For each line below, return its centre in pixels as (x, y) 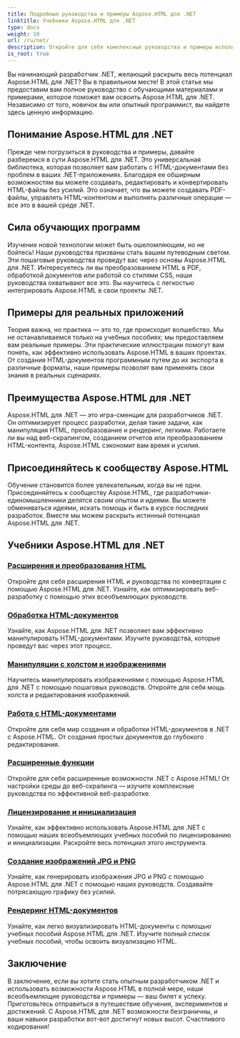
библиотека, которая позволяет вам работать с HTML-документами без (118, 167)
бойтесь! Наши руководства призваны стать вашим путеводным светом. (119, 252)
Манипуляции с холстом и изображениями (87, 664)
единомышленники (37, 500)
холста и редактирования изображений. (69, 695)
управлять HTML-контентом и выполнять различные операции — (131, 197)
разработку (25, 597)
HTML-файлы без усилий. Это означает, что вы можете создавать (108, 189)
